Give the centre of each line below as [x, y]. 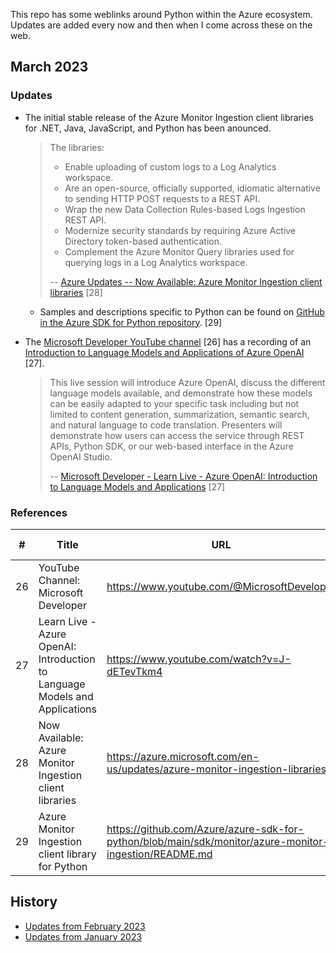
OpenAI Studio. [81, 456]
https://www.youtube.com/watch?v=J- [199, 659]
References [39, 512]
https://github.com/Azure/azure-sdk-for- [205, 829]
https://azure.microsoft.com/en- [183, 756]
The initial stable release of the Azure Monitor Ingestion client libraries [169, 117]
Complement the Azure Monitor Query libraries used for [179, 251]
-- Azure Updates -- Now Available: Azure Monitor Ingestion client [186, 281]
